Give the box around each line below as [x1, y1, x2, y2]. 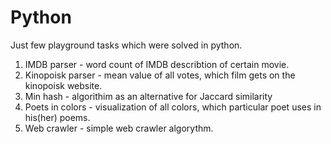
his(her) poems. [24, 111, 91, 123]
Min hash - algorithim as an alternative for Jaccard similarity [24, 90, 273, 102]
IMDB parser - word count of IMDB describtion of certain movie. [24, 58, 290, 70]
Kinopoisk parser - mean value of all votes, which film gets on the [24, 69, 296, 81]
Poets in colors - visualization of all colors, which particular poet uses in [24, 101, 322, 113]
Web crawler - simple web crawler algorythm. [24, 122, 214, 134]
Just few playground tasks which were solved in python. [10, 39, 243, 51]
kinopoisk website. [24, 79, 103, 91]
